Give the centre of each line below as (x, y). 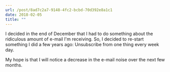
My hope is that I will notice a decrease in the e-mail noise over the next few (85, 60)
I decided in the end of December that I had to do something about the (79, 34)
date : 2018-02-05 (24, 15)
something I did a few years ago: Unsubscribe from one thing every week (82, 45)
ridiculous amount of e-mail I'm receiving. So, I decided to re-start (75, 39)
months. (14, 65)
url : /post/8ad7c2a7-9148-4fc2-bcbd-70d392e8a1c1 (59, 10)
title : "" (16, 19)
